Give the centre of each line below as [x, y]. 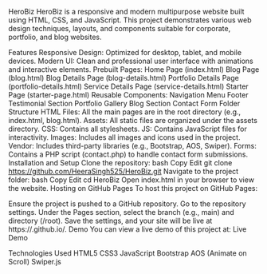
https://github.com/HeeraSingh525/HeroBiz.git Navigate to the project [124, 171]
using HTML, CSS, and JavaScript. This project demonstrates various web [130, 20]
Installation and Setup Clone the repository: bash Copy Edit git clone [120, 163]
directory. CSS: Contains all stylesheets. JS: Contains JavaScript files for [128, 129]
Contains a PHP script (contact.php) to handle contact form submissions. [128, 154]
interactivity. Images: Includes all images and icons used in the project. [124, 137]
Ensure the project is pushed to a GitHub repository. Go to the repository [127, 204]
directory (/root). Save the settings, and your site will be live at [110, 220]
